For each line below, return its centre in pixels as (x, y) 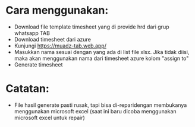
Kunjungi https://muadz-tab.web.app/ (60, 46)
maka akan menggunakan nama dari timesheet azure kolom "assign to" (101, 58)
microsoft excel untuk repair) (50, 118)
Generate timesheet (38, 64)
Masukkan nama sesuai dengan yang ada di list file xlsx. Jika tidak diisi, (102, 52)
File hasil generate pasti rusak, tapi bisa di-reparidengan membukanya (100, 105)
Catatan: (28, 89)
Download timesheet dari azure (53, 39)
